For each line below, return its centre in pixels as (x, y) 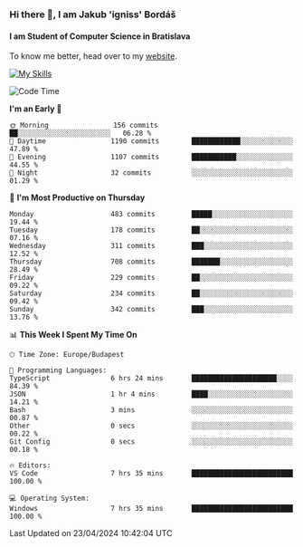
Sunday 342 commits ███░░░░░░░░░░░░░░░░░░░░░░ (151, 310)
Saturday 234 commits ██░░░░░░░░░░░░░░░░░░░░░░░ (151, 293)
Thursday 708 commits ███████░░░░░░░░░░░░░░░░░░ (151, 262)
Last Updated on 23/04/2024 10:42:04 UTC (91, 533)
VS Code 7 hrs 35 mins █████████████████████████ (151, 474)
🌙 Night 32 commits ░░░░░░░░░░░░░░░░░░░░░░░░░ (151, 173)
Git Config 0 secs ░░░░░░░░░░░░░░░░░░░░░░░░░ (151, 442)
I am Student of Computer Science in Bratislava (100, 36)
